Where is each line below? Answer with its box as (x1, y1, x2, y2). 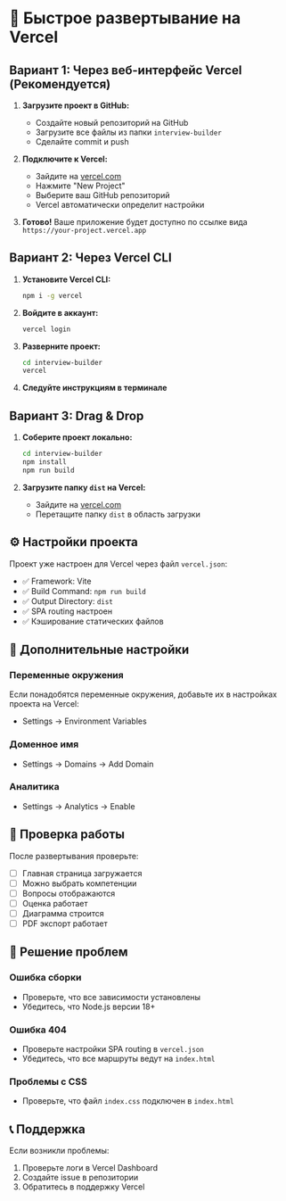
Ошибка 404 (9, 1023, 67, 1036)
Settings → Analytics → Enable (21, 800, 135, 811)
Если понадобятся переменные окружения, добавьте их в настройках (9, 689, 278, 700)
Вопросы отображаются (21, 888, 116, 899)
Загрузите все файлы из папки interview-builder (35, 127, 223, 137)
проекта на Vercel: (9, 699, 80, 709)
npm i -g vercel (21, 291, 83, 300)
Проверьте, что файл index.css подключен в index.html (21, 1096, 234, 1106)
